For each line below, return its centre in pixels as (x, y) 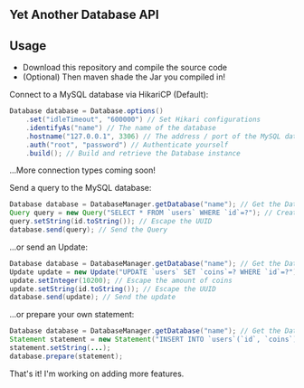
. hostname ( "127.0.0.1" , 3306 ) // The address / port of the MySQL (153, 136)
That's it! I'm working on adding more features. (97, 374)
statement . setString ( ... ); (60, 348)
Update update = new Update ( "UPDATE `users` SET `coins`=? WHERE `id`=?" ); (155, 272)
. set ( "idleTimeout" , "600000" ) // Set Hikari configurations (143, 120)
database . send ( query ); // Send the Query (89, 230)
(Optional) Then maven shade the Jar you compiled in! (124, 77)
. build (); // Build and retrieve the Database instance (133, 153)
